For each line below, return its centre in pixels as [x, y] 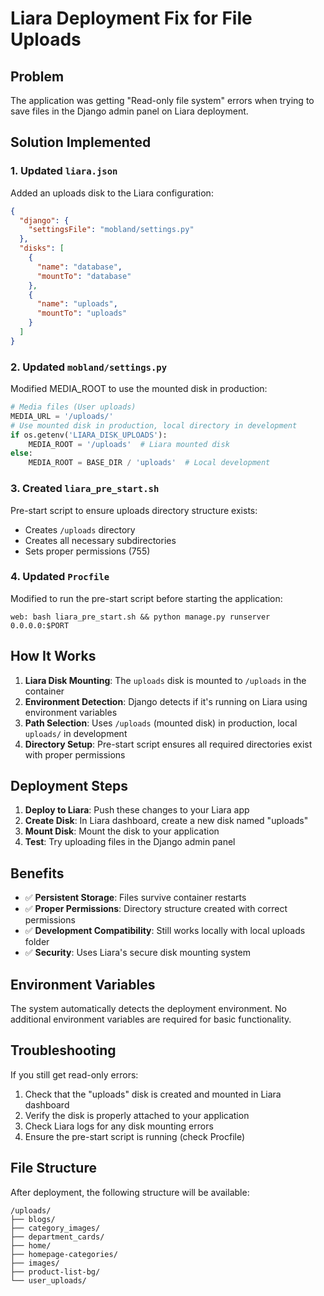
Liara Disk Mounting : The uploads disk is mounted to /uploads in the [165, 680]
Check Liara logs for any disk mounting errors [119, 1126]
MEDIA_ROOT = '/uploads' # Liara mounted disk [129, 444]
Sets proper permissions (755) [87, 551]
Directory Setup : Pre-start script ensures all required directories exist [168, 744]
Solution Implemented [81, 142]
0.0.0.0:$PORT [40, 625]
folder [37, 942]
